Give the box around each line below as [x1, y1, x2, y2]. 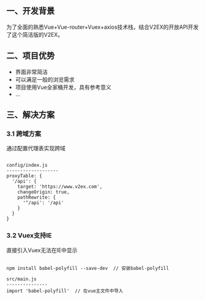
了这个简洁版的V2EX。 [6, 31, 64, 38]
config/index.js [6, 162, 48, 169]
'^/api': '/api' [22, 200, 64, 206]
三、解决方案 [6, 110, 55, 120]
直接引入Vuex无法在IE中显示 [6, 246, 78, 253]
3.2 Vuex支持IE [6, 231, 52, 240]
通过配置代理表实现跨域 [6, 145, 65, 152]
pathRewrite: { [17, 194, 56, 201]
